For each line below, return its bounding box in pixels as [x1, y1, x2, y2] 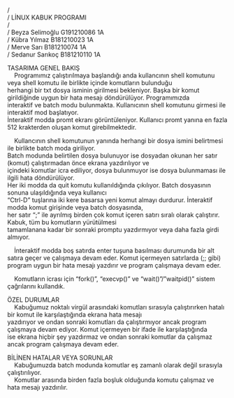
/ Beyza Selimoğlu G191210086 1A [7, 28, 105, 36]
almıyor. [7, 233, 30, 241]
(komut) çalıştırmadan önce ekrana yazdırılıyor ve [7, 159, 149, 167]
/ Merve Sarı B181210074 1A [7, 43, 87, 51]
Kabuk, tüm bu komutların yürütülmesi [7, 218, 117, 226]
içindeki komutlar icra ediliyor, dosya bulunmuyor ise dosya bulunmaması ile [7, 167, 226, 174]
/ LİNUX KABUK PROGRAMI [7, 13, 87, 22]
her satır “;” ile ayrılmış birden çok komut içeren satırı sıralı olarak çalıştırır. [7, 211, 220, 219]
